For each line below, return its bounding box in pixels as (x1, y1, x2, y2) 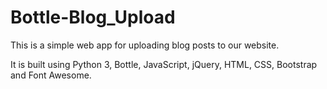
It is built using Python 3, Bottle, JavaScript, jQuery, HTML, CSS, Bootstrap (10, 58, 318, 70)
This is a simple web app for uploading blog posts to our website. (10, 39, 280, 51)
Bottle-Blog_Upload (10, 6, 176, 29)
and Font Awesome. (10, 69, 92, 81)
